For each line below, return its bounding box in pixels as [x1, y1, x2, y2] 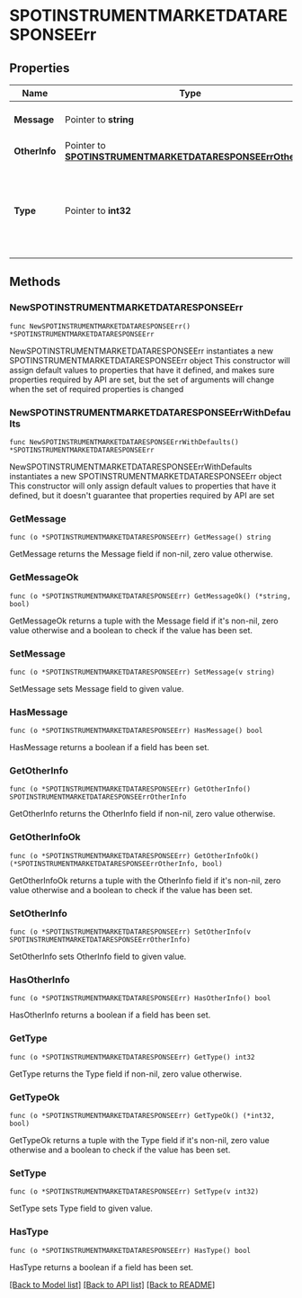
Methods [9, 274, 61, 290]
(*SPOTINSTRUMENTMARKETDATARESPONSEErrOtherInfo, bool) [9, 859, 223, 868]
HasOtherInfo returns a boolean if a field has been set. [9, 1009, 211, 1021]
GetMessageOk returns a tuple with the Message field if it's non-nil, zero [9, 615, 279, 626]
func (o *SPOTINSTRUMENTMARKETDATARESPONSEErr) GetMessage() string [9, 533, 271, 542]
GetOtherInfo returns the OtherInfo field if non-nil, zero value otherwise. [9, 809, 276, 819]
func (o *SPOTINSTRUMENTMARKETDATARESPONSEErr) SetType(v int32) [9, 1187, 259, 1196]
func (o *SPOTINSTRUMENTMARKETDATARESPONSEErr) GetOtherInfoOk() [9, 851, 259, 860]
